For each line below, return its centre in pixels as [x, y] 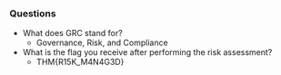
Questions [33, 14]
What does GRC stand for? [72, 33]
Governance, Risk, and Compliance [102, 42]
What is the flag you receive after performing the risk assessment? [147, 52]
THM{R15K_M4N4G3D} [80, 62]
